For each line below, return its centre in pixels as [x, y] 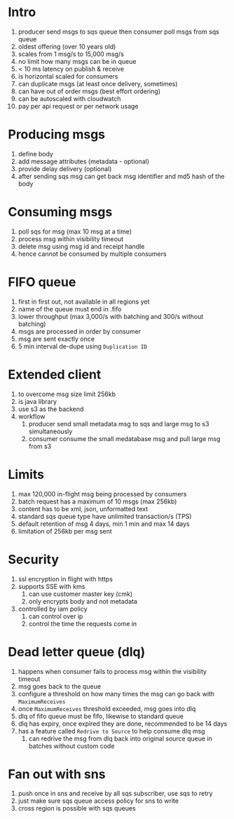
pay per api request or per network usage [78, 106]
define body [35, 154]
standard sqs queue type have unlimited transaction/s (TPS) [105, 516]
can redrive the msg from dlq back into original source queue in [120, 738]
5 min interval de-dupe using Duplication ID [83, 346]
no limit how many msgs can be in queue [77, 61]
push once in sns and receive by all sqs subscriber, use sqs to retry [115, 794]
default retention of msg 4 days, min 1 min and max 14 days [104, 524]
